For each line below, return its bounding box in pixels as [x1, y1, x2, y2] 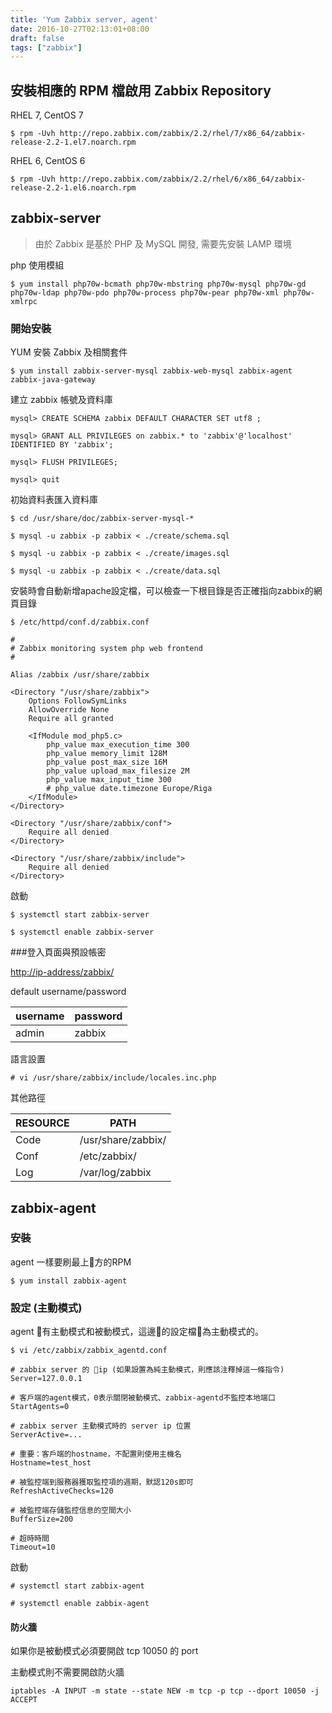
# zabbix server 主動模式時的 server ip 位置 [10, 1421, 192, 1431]
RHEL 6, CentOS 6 [10, 155, 86, 167]
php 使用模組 [10, 259, 65, 271]
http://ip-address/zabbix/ [10, 966, 115, 978]
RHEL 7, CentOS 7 [10, 109, 84, 121]
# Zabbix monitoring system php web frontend [10, 644, 203, 654]
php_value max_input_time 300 [46, 775, 172, 785]
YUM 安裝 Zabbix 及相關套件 [10, 346, 128, 358]
